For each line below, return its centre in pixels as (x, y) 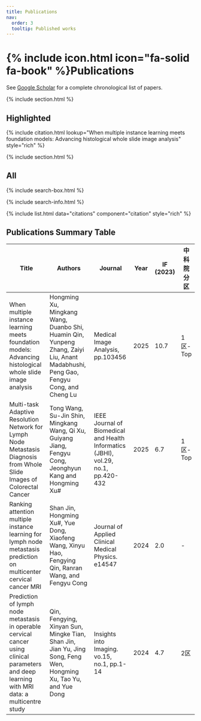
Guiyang (61, 438)
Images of (23, 479)
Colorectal (24, 487)
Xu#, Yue (62, 523)
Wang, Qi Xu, (68, 430)
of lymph (22, 604)
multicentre (25, 701)
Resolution (24, 419)
